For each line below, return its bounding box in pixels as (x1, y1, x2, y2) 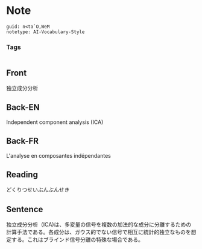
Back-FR (6, 136, 39, 146)
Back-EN (6, 102, 40, 112)
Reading (6, 170, 38, 180)
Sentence (6, 204, 43, 215)
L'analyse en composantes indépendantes (6, 152, 112, 159)
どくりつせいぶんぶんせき (6, 186, 70, 193)
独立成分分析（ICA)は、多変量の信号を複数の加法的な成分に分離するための (6, 221, 192, 228)
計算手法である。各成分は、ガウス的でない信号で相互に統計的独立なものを (6, 228, 191, 236)
